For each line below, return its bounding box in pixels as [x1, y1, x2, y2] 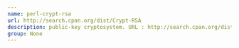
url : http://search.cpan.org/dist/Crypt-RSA [7, 17, 142, 24]
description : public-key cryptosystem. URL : [7, 23, 144, 30]
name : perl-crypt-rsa [7, 10, 72, 18]
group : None [7, 30, 43, 37]
